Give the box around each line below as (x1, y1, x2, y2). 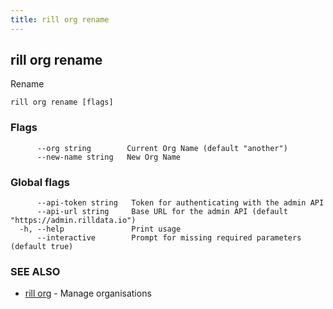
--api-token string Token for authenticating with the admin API (36, 198, 325, 208)
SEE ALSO (10, 264, 61, 278)
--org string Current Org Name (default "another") (36, 143, 288, 153)
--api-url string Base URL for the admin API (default (36, 207, 288, 217)
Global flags (10, 175, 70, 189)
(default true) (10, 242, 74, 252)
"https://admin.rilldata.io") (10, 216, 137, 226)
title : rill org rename (10, 14, 110, 25)
